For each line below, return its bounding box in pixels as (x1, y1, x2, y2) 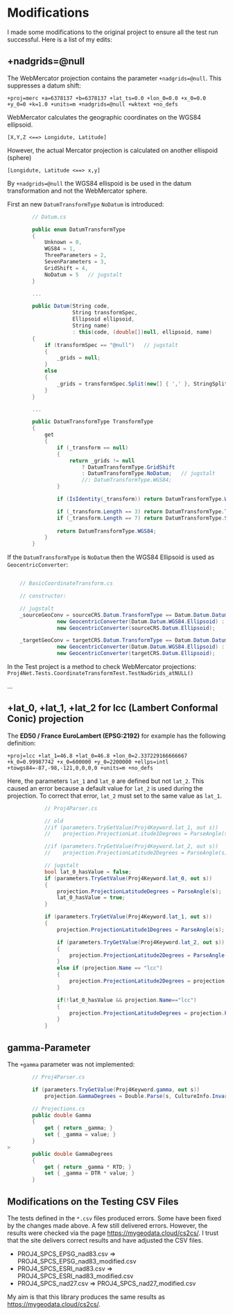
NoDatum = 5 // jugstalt (44, 271, 123, 278)
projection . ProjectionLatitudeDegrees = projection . (69, 1010, 225, 1017)
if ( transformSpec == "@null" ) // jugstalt (44, 341, 178, 348)
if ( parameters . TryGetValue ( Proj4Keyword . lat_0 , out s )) (44, 875, 213, 882)
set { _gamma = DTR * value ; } (44, 1170, 135, 1177)
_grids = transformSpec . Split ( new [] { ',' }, (56, 380, 191, 387)
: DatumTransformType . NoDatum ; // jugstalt (81, 470, 216, 477)
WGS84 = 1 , (44, 245, 76, 252)
